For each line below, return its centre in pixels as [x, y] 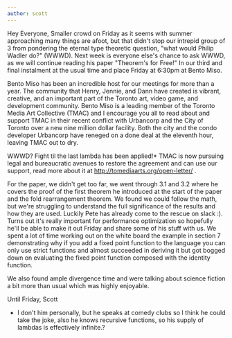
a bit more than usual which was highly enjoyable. [78, 285]
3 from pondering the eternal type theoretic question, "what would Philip [110, 48]
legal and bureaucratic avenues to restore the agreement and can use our [112, 163]
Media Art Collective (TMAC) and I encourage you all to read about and [108, 113]
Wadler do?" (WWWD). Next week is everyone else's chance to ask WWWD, [116, 55]
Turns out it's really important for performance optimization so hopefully [110, 221]
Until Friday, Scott [33, 299]
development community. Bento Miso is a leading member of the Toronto [111, 105]
